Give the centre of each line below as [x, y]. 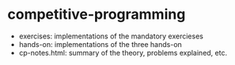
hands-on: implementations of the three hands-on [100, 44]
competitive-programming [97, 14]
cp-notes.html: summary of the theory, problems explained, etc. [123, 52]
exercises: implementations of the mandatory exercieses [111, 36]
